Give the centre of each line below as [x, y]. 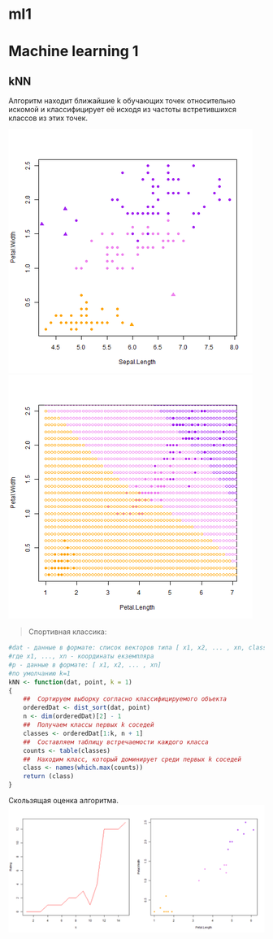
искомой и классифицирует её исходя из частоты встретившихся [123, 110]
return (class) [49, 776]
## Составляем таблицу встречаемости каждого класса [116, 742]
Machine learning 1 [74, 52]
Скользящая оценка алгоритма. [64, 801]
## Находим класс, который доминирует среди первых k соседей [132, 759]
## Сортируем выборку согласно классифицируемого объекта [125, 699]
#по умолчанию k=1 [39, 673]
